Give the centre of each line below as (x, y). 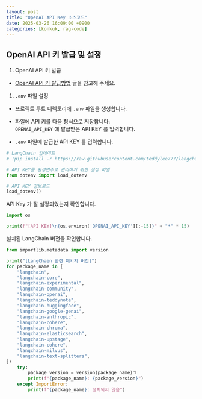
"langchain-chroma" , (43, 328)
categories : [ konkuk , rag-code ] (47, 29)
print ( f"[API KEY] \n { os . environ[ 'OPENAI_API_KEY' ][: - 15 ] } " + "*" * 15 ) (98, 227)
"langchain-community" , (47, 289)
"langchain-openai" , (43, 295)
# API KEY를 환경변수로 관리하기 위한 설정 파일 (58, 169)
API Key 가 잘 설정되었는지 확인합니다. (51, 204)
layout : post (23, 12)
